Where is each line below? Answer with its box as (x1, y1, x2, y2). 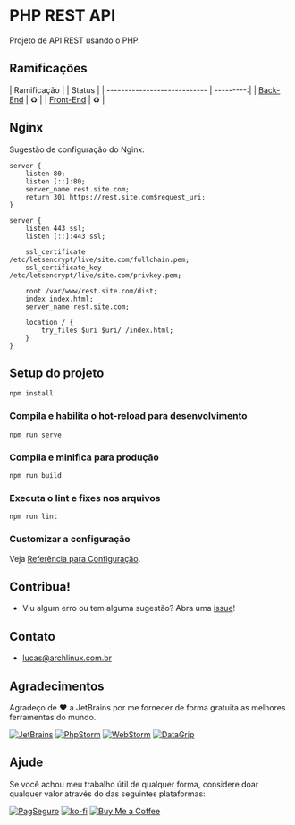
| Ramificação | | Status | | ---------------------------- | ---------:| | (9, 84, 257, 95)
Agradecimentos (9, 678, 105, 693)
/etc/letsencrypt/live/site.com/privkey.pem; (9, 270, 181, 280)
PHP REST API (9, 5, 116, 26)
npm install (9, 389, 54, 398)
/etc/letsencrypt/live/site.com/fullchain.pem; (9, 255, 190, 264)
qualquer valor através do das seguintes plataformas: (9, 788, 206, 799)
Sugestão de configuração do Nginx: (9, 144, 145, 155)
